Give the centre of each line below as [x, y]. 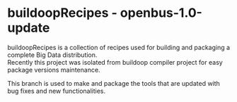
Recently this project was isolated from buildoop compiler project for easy [115, 62]
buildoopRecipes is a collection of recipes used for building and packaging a [119, 47]
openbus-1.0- [161, 13]
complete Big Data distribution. [52, 55]
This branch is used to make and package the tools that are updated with [114, 83]
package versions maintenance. [54, 70]
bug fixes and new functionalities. [57, 91]
